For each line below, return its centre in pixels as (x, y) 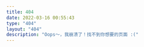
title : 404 (20, 12)
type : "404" (21, 23)
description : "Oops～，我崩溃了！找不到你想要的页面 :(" (72, 35)
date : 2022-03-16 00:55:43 (40, 18)
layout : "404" (24, 29)
